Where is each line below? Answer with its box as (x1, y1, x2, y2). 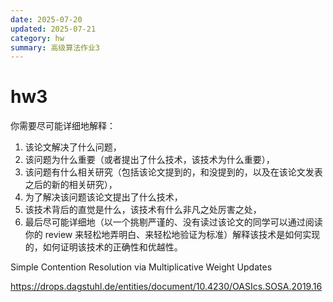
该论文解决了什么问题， (24, 141, 122, 153)
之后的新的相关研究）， (24, 179, 118, 191)
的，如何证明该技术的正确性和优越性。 (24, 241, 183, 253)
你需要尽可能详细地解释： (10, 120, 116, 132)
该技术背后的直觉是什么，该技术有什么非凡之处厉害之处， (24, 204, 262, 216)
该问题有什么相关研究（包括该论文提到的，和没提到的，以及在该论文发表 (24, 166, 323, 178)
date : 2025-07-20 (10, 14, 83, 25)
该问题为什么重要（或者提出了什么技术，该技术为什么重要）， (24, 154, 275, 166)
